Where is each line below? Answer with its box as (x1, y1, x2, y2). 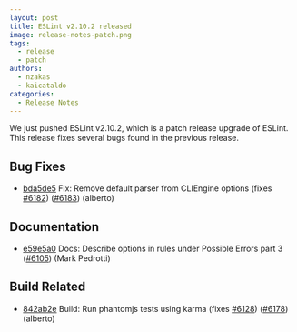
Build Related (9, 279, 86, 295)
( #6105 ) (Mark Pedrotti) (22, 253, 111, 264)
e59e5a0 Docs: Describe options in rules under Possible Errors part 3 (22, 243, 283, 254)
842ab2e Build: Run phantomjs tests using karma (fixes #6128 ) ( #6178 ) (22, 303, 289, 314)
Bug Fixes (9, 158, 66, 174)
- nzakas (17, 73, 51, 82)
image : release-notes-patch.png (9, 30, 132, 39)
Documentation (9, 219, 100, 235)
